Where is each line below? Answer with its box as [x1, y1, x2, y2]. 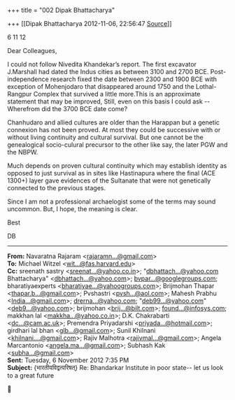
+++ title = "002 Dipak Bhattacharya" [7, 6, 115, 14]
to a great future [7, 371, 55, 380]
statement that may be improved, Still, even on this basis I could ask [7, 97, 203, 106]
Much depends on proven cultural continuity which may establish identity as [7, 162, 227, 170]
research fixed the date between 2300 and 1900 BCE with [50, 75, 218, 83]
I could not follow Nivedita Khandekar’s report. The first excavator [7, 60, 197, 69]
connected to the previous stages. [7, 184, 106, 192]
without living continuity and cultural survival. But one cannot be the [7, 133, 204, 141]
